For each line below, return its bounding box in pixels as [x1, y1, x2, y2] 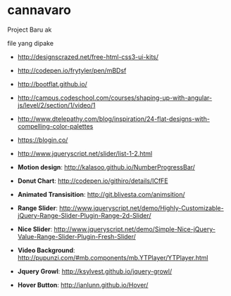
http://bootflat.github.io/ [17, 79, 88, 88]
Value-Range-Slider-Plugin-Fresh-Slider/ [17, 232, 136, 240]
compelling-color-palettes [17, 122, 94, 130]
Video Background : [17, 245, 75, 255]
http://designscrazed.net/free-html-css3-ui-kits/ [17, 52, 159, 61]
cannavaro [7, 2, 72, 18]
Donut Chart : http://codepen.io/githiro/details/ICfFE [17, 176, 168, 185]
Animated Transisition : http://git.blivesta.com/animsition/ [17, 190, 185, 198]
